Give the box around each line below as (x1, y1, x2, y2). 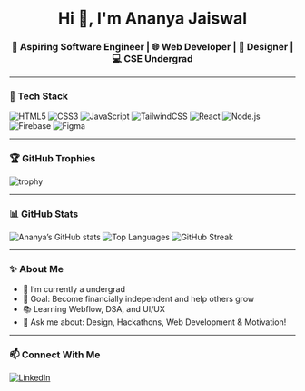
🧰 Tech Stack (9, 90, 69, 103)
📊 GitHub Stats (9, 208, 79, 220)
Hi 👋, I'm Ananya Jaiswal (57, 8, 248, 29)
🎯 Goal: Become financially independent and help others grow (22, 293, 255, 304)
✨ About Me (9, 263, 64, 276)
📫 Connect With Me (9, 348, 101, 361)
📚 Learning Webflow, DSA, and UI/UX (22, 303, 165, 314)
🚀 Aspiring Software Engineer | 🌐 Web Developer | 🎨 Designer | (11, 41, 294, 54)
